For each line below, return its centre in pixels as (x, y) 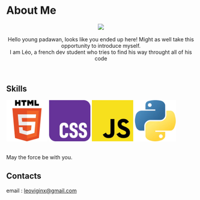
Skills (17, 89)
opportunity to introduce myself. (101, 46)
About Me (31, 10)
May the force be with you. (39, 157)
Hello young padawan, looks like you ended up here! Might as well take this (101, 39)
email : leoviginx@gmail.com (41, 190)
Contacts (24, 176)
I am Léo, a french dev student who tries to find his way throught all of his (101, 52)
